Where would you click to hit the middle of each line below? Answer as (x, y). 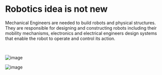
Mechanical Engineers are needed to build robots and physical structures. (81, 23)
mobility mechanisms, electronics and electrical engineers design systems (81, 33)
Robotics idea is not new (56, 9)
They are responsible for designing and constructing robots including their (81, 28)
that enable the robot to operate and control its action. (60, 38)
